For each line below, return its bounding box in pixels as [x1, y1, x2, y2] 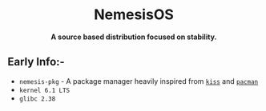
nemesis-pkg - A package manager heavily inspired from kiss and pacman [18, 76, 258, 85]
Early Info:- [7, 55, 65, 69]
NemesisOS [94, 6, 174, 24]
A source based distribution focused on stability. [50, 32, 217, 42]
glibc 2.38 [18, 94, 56, 103]
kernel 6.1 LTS [18, 86, 71, 94]
